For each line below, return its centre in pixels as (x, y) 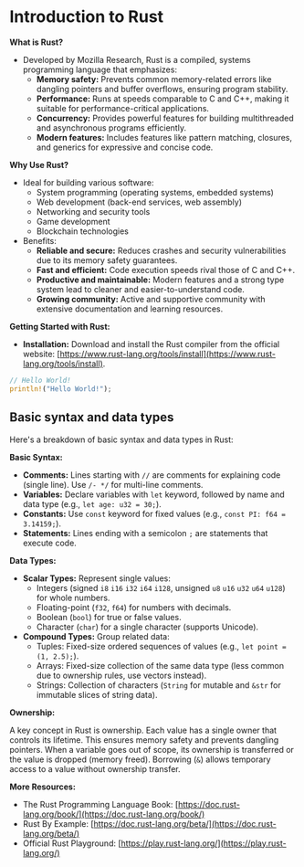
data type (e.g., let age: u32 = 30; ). (92, 503)
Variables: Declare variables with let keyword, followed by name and (153, 494)
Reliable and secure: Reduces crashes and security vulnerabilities (161, 250)
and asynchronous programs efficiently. (111, 127)
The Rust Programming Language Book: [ (100, 804)
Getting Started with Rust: (60, 326)
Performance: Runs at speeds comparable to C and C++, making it (162, 99)
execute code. (50, 543)
